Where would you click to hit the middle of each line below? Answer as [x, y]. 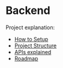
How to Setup [31, 39]
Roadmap [26, 58]
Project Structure [35, 46]
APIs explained [33, 52]
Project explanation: [30, 27]
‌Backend [28, 11]
